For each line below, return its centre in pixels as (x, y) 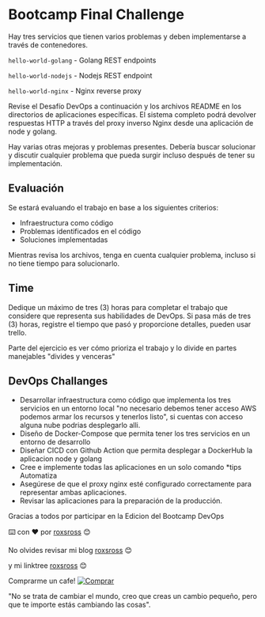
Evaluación (36, 189)
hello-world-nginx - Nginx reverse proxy (75, 91)
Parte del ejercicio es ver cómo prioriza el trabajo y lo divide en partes (123, 348)
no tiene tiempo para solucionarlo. (64, 263)
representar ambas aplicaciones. (73, 493)
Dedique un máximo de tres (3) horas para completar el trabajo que (118, 307)
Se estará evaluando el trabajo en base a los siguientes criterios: (114, 207)
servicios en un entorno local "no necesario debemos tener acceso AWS (138, 408)
